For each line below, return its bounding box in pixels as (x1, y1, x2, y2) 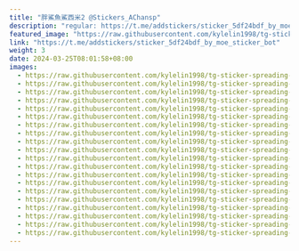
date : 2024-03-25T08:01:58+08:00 (9, 54, 133, 63)
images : (9, 63, 38, 72)
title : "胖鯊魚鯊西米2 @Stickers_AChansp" (9, 12, 161, 22)
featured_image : (9, 29, 69, 38)
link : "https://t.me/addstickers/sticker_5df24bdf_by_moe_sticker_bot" (9, 37, 280, 47)
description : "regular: (9, 21, 98, 30)
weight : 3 (9, 46, 46, 55)
